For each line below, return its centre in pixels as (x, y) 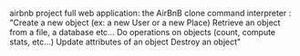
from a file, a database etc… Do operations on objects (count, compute (143, 32)
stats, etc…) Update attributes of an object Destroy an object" (125, 42)
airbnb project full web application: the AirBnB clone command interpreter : (150, 13)
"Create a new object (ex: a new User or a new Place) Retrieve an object (145, 23)
